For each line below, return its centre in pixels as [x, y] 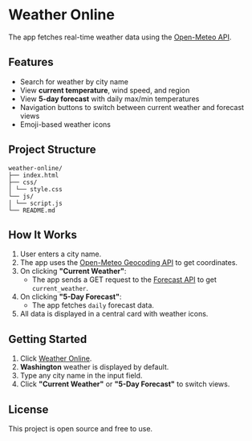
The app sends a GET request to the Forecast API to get [124, 280]
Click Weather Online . [56, 358]
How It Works [43, 235]
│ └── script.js [35, 203]
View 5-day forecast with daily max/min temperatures [110, 99]
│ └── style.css [35, 189]
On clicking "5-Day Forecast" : [71, 297]
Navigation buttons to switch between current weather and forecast [132, 107]
